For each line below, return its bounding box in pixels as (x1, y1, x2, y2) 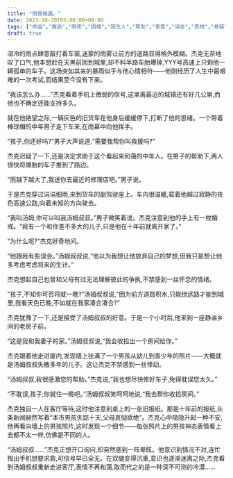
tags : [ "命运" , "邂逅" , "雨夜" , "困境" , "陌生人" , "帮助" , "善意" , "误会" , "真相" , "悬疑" (7, 23, 227, 30)
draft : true (7, 29, 42, 37)
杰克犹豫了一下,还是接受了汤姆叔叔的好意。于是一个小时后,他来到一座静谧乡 (7, 313, 224, 322)
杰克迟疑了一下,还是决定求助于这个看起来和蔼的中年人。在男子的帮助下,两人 (7, 152, 224, 160)
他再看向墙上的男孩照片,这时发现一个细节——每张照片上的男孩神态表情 (7, 422, 210, 431)
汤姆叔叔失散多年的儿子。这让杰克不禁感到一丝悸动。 (12, 361, 165, 369)
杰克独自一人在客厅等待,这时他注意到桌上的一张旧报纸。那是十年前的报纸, (7, 404, 218, 413)
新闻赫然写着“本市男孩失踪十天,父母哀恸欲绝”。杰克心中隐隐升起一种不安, (12, 413, 223, 422)
